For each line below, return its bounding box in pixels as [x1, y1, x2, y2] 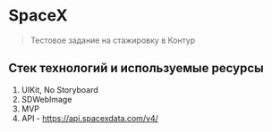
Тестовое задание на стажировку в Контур [30, 35, 196, 45]
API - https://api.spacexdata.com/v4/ [21, 112, 158, 123]
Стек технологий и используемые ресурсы [8, 61, 265, 76]
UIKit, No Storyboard [21, 84, 99, 95]
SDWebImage [21, 94, 72, 104]
